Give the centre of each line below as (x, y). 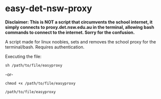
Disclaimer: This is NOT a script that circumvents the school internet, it (79, 22)
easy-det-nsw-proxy (49, 9)
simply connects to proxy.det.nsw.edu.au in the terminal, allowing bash (80, 27)
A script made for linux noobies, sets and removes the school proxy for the (80, 41)
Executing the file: (23, 56)
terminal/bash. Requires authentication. (45, 47)
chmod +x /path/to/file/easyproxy (40, 83)
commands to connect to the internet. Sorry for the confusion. (70, 32)
